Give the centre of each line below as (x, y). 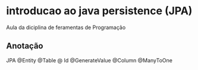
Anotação (25, 46)
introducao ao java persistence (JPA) (99, 11)
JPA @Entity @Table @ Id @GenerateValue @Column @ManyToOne (89, 60)
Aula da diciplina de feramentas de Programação (66, 27)
